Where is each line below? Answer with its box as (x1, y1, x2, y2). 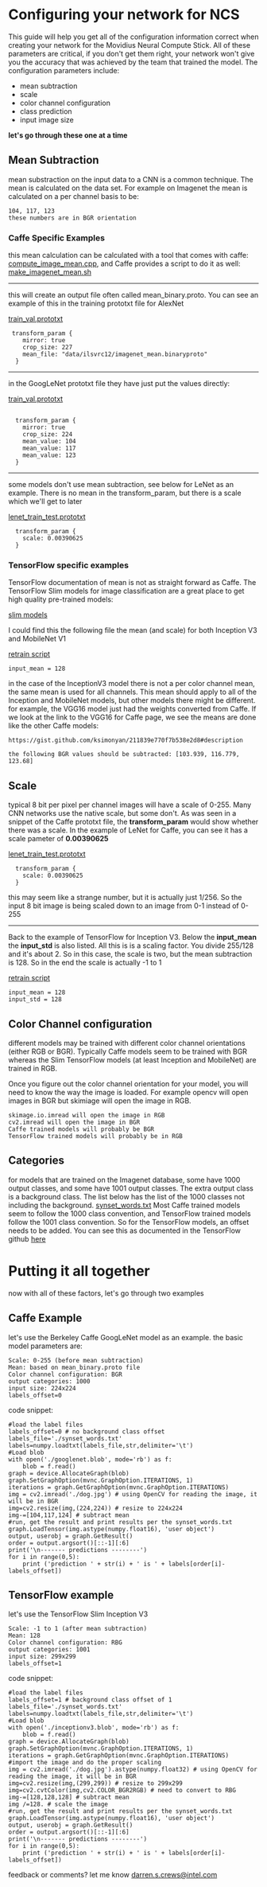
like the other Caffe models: (8, 721, 99, 731)
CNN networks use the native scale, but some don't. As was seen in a (8, 809, 237, 818)
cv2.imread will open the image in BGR (8, 1118, 141, 1126)
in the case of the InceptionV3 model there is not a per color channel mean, (8, 679, 256, 688)
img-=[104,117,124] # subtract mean (8, 1511, 130, 1519)
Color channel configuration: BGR (8, 1370, 123, 1378)
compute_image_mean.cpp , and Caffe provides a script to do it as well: (8, 259, 241, 268)
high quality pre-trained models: (8, 595, 114, 604)
